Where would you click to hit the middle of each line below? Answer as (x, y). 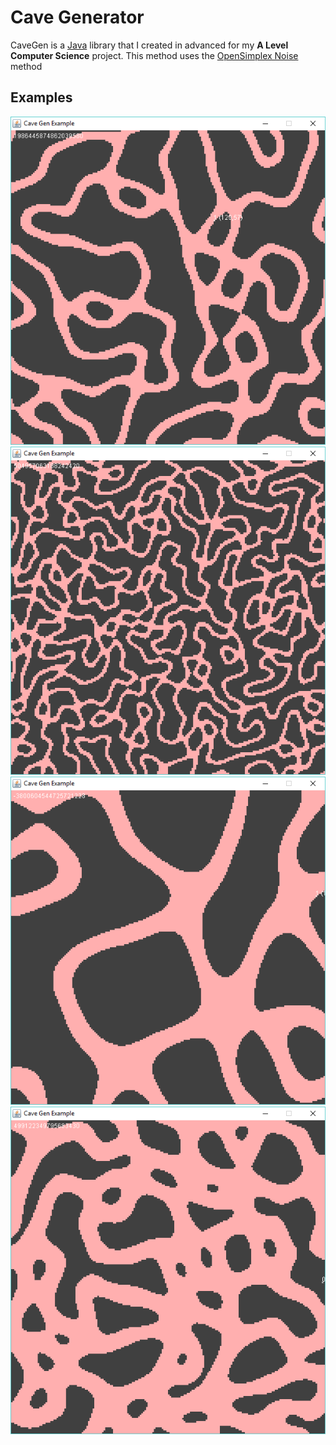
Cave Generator (77, 17)
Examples (41, 97)
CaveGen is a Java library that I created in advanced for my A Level (149, 45)
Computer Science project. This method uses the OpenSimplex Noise (154, 55)
